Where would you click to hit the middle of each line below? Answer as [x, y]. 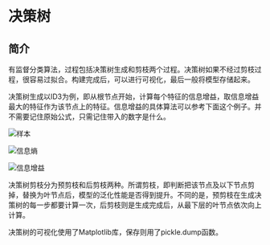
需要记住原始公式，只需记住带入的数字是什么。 [92, 116]
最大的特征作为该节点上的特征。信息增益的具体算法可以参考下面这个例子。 [131, 106]
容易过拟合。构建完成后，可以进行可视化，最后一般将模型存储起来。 [142, 80]
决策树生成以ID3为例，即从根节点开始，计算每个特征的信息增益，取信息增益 [134, 96]
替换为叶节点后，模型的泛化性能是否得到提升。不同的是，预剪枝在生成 [138, 195]
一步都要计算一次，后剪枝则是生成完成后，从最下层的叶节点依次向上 [149, 205]
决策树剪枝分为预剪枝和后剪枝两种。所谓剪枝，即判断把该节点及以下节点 [128, 185]
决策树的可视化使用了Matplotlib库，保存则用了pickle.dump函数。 [116, 232]
